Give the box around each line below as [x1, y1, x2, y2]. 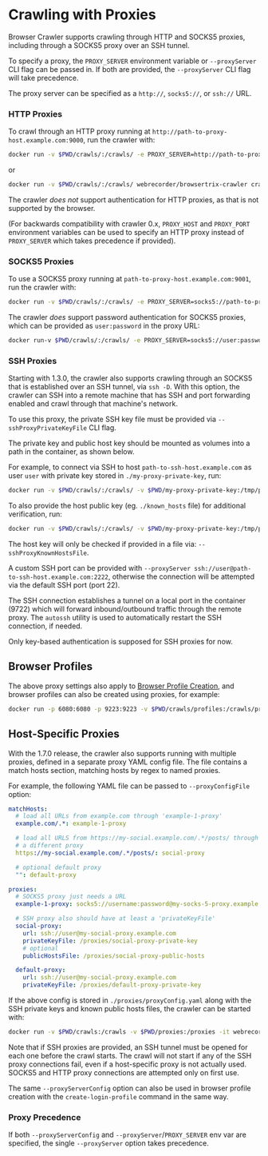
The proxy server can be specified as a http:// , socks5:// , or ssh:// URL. [8, 88, 252, 98]
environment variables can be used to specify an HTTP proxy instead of [8, 227, 245, 237]
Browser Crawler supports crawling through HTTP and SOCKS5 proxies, [8, 32, 246, 42]
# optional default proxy [15, 863, 102, 871]
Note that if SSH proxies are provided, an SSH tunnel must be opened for [8, 1042, 248, 1052]
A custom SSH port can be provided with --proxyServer [8, 564, 191, 573]
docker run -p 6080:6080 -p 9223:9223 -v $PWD [8, 705, 166, 713]
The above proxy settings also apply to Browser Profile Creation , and [8, 681, 235, 691]
